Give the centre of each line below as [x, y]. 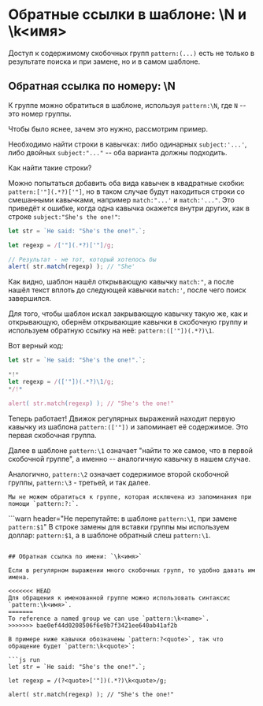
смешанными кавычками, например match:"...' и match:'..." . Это [121, 199]
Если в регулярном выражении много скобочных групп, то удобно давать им [132, 570]
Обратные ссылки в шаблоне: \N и [128, 15]
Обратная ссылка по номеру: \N [92, 86]
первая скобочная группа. [52, 435]
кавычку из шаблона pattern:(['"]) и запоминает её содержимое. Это [128, 426]
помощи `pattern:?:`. [44, 503]
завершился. [30, 299]
